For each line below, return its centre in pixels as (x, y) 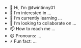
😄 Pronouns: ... (26, 36)
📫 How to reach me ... (32, 29)
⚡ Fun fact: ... (23, 41)
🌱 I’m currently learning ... (36, 18)
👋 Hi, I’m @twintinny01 (32, 8)
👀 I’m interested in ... (30, 13)
